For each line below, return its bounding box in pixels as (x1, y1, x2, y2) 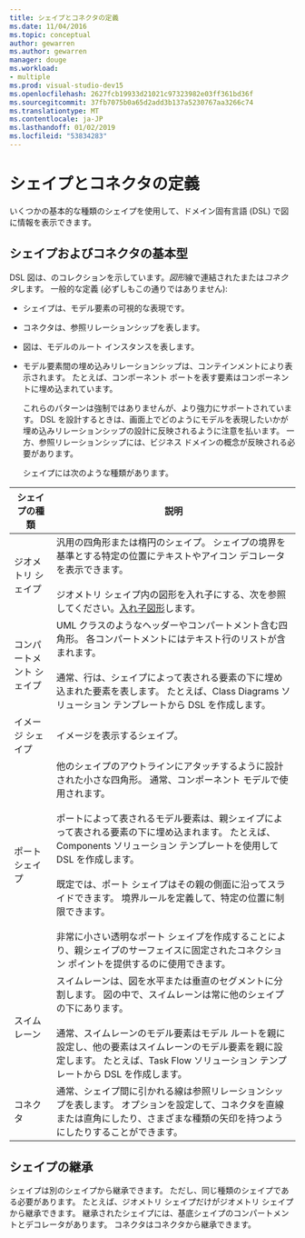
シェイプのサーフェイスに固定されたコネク (83, 943, 265, 956)
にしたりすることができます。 (55, 1125, 183, 1138)
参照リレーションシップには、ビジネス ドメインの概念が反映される (38, 436, 288, 447)
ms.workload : (9, 65, 59, 74)
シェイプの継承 (9, 1160, 93, 1175)
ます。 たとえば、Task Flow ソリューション (74, 1053, 258, 1066)
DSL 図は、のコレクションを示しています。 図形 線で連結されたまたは (9, 272, 265, 283)
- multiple (9, 73, 51, 82)
